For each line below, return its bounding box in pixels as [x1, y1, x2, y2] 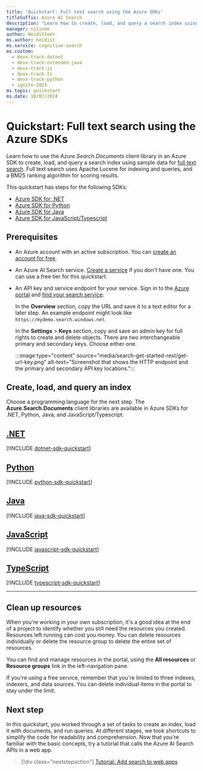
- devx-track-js [11, 65, 53, 71]
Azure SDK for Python [14, 201, 70, 209]
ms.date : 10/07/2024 [6, 93, 59, 99]
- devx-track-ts [11, 71, 53, 77]
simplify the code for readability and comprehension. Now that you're [6, 733, 179, 741]
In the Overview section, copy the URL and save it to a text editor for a [14, 302, 191, 309]
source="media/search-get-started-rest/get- [76, 352, 188, 359]
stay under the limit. [6, 687, 56, 694]
